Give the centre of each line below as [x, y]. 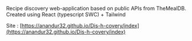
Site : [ [14, 26]
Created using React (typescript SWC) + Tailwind [66, 14]
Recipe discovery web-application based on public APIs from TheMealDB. [96, 8]
